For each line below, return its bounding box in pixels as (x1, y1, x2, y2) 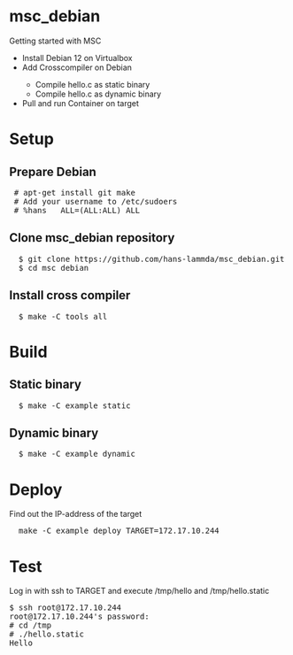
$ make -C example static (18, 400, 131, 411)
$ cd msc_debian (18, 263, 89, 273)
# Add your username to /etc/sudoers (13, 196, 178, 206)
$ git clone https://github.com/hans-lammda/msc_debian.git (18, 254, 285, 264)
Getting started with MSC (9, 35, 102, 46)
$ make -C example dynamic (18, 449, 135, 459)
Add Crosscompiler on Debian (21, 62, 133, 73)
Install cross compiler (9, 288, 131, 303)
